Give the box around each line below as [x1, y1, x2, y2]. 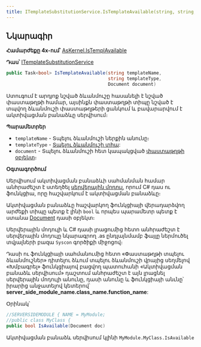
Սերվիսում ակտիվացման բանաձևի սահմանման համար [6, 177, 165, 184]
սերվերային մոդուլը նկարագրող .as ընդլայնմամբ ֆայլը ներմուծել [6, 232, 188, 240]
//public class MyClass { [6, 317, 71, 323]
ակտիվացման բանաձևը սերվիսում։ [6, 112, 108, 119]
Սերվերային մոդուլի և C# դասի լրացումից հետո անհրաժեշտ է [6, 226, 180, 233]
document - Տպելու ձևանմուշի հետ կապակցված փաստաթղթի [14, 148, 185, 155]
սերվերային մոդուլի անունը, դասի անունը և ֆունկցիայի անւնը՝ [6, 276, 184, 283]
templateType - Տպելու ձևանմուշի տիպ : [14, 141, 121, 148]
